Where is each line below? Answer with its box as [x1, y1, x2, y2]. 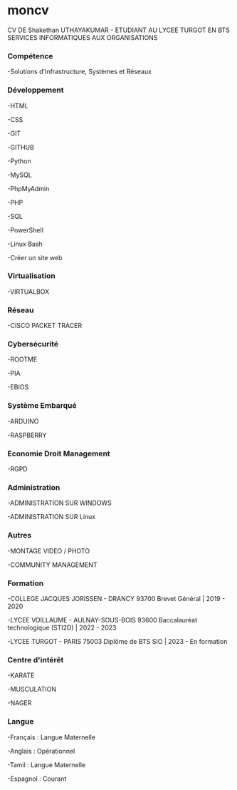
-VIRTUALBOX [7, 287, 50, 296]
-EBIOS [7, 383, 29, 391]
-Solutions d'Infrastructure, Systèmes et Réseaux [7, 67, 152, 76]
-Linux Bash [7, 240, 43, 248]
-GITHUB [7, 143, 34, 151]
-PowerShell [7, 225, 44, 234]
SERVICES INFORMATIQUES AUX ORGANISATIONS [7, 33, 158, 41]
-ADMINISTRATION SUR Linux [7, 513, 96, 521]
